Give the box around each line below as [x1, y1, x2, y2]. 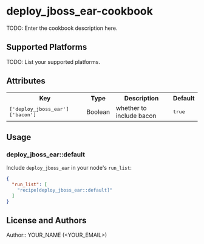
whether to [115, 103, 147, 112]
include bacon [115, 111, 157, 120]
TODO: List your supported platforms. [6, 58, 101, 65]
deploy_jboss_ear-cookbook [6, 4, 153, 18]
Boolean [86, 108, 110, 116]
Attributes [6, 76, 46, 86]
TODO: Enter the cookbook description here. [6, 24, 118, 32]
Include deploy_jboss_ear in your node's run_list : [6, 164, 132, 172]
